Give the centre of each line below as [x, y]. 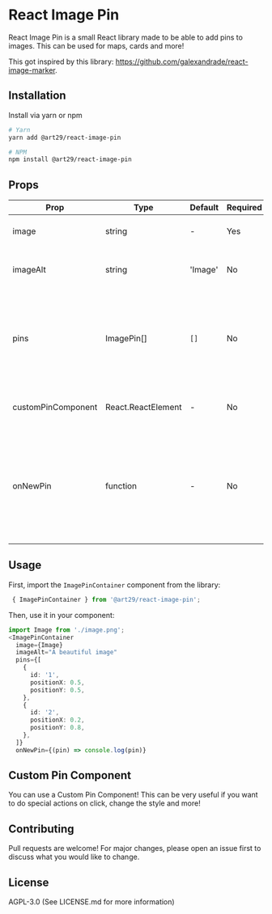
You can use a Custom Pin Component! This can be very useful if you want [133, 795]
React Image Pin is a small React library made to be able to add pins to [125, 37]
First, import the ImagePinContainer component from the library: [115, 585]
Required [244, 208]
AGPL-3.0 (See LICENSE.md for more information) [92, 902]
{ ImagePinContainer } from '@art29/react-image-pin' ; [106, 599]
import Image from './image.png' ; [67, 630]
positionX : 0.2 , [57, 720]
